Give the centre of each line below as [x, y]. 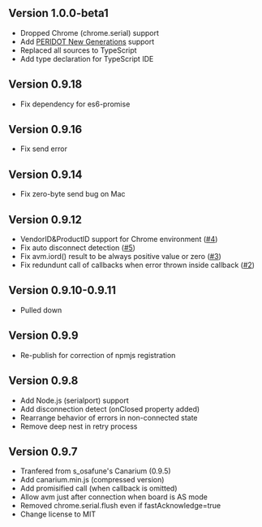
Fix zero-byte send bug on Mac [73, 194]
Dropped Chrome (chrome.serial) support [90, 32]
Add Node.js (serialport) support [75, 400]
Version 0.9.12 [45, 220]
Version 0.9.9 [43, 336]
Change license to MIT [58, 514]
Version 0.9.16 [45, 130]
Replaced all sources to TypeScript [78, 50]
